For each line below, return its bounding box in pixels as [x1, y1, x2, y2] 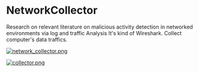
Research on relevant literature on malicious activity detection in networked [6, 23, 194, 30]
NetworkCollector [6, 4, 98, 17]
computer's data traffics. [6, 36, 68, 43]
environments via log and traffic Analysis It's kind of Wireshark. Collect [6, 29, 182, 36]
